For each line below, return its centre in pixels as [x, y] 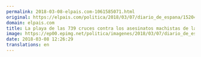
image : [14, 34]
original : [19, 17]
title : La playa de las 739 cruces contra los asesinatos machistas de [97, 28]
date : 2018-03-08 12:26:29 [40, 39]
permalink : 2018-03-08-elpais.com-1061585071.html [71, 12]
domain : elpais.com [31, 23]
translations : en [28, 45]
